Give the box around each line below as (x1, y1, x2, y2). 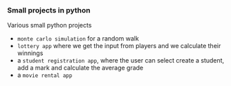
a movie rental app (17, 71, 73, 79)
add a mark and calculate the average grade (17, 64, 144, 72)
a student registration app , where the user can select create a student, (17, 56, 225, 65)
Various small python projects (7, 21, 92, 30)
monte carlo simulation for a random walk (17, 34, 140, 43)
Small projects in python (7, 6, 91, 15)
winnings (17, 49, 44, 57)
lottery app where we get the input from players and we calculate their (17, 42, 221, 50)
